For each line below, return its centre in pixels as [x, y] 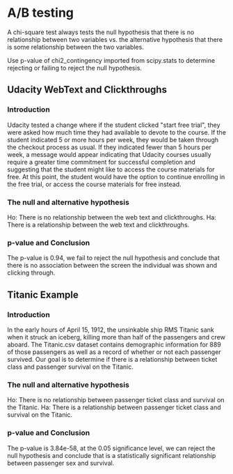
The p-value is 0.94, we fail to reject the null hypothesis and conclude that [114, 258]
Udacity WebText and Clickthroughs [87, 90]
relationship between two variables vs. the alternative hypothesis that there [115, 39]
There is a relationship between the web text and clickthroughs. [98, 224]
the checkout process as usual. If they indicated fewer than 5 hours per [110, 147]
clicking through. [31, 273]
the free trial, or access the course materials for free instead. [94, 184]
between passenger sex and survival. [61, 463]
